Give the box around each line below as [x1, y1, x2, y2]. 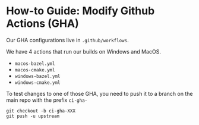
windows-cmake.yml [14, 79, 61, 86]
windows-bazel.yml [14, 73, 61, 79]
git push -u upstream [6, 113, 60, 119]
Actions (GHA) [6, 17, 79, 30]
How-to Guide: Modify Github [6, 4, 155, 18]
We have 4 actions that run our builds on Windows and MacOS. [6, 48, 162, 55]
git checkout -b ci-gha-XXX [6, 108, 76, 114]
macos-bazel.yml [14, 61, 55, 67]
